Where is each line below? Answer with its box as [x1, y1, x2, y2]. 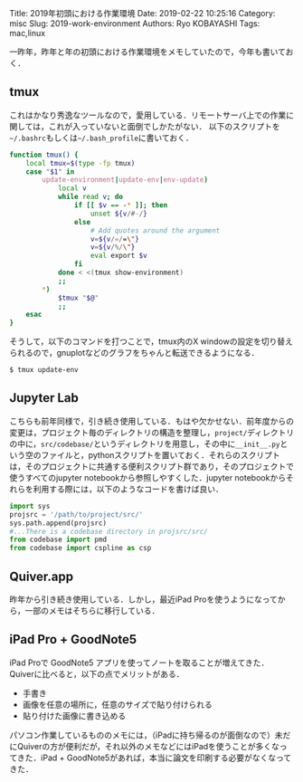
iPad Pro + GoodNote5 [9, 632, 137, 647]
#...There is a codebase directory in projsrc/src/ [9, 527, 208, 536]
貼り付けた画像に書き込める [22, 710, 127, 721]
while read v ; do [57, 193, 124, 202]
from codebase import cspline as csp [9, 544, 152, 553]
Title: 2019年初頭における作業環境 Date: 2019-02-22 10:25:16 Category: [9, 8, 276, 18]
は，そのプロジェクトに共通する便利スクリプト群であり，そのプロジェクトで [9, 461, 294, 472]
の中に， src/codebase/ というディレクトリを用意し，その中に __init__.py [9, 438, 280, 449]
